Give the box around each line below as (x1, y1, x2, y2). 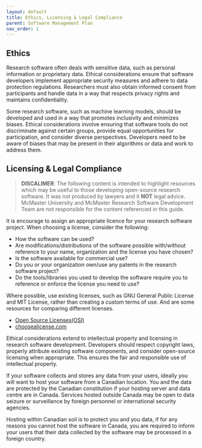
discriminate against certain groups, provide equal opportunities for (6, 127, 174, 135)
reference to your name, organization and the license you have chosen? (14, 248, 194, 255)
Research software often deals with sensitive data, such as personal (6, 64, 176, 71)
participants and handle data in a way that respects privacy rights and (6, 90, 180, 97)
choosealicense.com (14, 322, 67, 330)
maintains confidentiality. (6, 96, 69, 103)
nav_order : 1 (6, 25, 39, 32)
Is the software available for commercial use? (14, 254, 128, 261)
